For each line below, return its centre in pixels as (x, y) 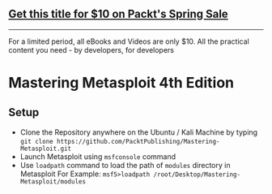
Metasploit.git (46, 149)
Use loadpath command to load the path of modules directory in (125, 165)
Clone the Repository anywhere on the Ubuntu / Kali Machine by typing (138, 132)
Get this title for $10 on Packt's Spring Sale (118, 14)
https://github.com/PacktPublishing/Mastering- (138, 141)
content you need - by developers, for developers (91, 50)
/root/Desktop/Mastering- (197, 175)
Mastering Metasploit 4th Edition (121, 83)
